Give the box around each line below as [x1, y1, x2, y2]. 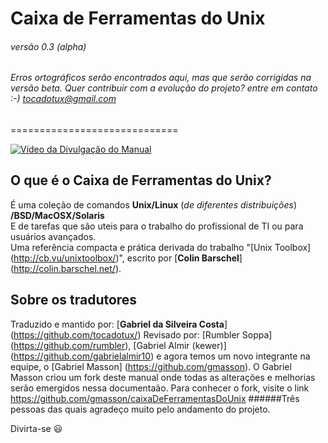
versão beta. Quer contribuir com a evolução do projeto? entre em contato [10, 82, 318, 94]
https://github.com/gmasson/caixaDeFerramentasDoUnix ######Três [10, 392, 300, 404]
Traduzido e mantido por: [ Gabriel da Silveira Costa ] [10, 318, 228, 330]
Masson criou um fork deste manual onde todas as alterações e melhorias [10, 371, 316, 383]
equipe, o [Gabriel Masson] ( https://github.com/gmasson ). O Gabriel [10, 360, 292, 372]
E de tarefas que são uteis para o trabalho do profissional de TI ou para [10, 220, 304, 232]
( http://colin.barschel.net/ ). [10, 262, 122, 274]
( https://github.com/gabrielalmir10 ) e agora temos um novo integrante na [10, 350, 311, 362]
